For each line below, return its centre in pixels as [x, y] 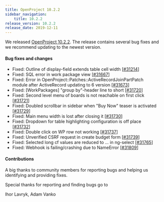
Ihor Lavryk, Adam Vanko [31, 194]
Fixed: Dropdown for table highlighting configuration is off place [77, 121]
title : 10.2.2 [28, 19]
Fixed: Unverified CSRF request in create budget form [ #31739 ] [76, 137]
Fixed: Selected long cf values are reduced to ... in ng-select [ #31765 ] [82, 143]
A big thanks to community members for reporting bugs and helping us [77, 170]
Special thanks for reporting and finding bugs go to [57, 184]
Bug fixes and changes [29, 58]
